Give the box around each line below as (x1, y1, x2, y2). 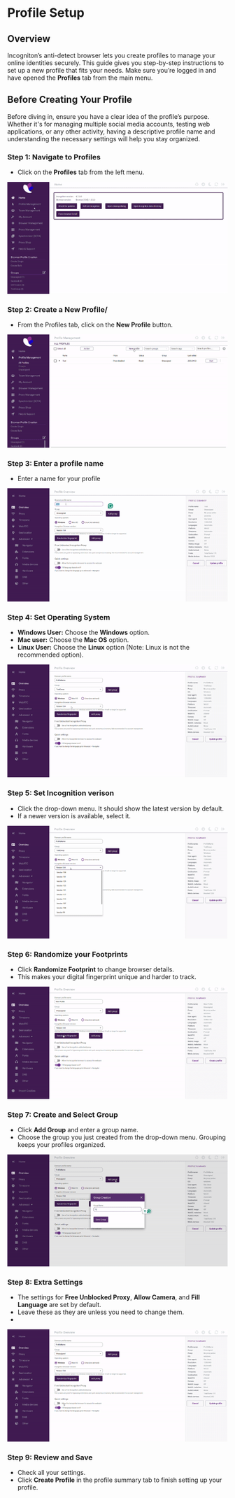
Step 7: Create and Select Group (7, 1110, 119, 1120)
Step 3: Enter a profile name (7, 459, 104, 469)
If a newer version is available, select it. (17, 811, 131, 820)
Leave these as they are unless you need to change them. (17, 1308, 184, 1316)
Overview (7, 33, 51, 45)
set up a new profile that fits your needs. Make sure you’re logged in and (7, 66, 217, 74)
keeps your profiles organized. (17, 1140, 106, 1148)
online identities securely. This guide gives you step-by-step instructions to (7, 59, 225, 67)
